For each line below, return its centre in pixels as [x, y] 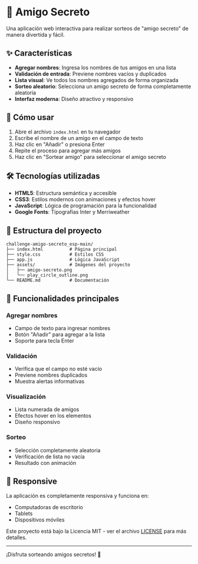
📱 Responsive [32, 482]
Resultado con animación [45, 462]
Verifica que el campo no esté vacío [58, 369]
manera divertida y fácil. [35, 34]
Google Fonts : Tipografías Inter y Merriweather [72, 212]
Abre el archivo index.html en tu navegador [67, 132]
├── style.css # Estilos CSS [55, 255]
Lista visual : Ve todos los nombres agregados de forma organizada [96, 80]
